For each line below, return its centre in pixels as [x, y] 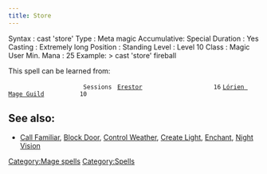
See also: [32, 119]
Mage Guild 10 [48, 94]
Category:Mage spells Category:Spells [72, 161]
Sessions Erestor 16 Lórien [164, 87]
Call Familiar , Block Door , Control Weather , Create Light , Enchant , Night [136, 137]
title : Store [30, 16]
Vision [30, 146]
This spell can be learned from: [59, 71]
